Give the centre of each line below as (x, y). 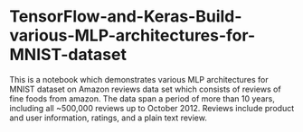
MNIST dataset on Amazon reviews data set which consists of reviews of (146, 89)
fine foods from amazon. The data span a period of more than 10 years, (142, 98)
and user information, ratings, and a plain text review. (109, 118)
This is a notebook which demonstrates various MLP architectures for (139, 79)
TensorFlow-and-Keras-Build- (126, 17)
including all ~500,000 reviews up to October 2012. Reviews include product (152, 108)
